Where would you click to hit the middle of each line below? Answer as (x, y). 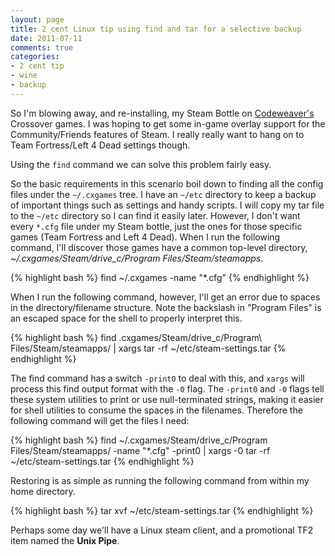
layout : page (37, 19)
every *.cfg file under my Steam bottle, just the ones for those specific (156, 226)
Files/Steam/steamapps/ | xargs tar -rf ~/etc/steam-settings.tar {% (148, 348)
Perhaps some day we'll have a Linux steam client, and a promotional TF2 (162, 530)
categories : (35, 57)
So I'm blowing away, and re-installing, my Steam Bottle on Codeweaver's (162, 113)
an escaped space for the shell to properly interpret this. (126, 318)
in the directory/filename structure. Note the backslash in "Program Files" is (166, 307)
